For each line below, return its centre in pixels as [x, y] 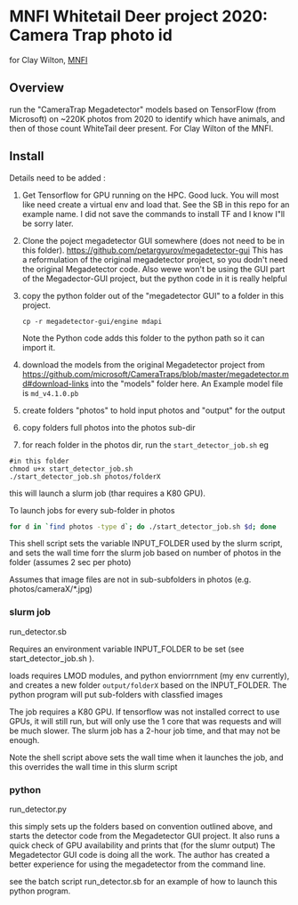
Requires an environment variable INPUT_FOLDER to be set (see [127, 649]
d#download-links [55, 384]
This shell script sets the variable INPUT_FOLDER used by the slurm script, [146, 544]
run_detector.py [38, 809]
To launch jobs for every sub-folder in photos [92, 510]
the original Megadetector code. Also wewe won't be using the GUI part [153, 269]
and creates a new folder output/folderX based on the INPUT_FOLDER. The [148, 685]
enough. [24, 739]
